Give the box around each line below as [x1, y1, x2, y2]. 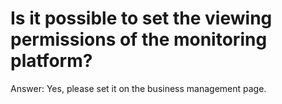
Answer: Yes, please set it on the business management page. [10, 82, 267, 94]
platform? [10, 50, 93, 72]
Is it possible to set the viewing [10, 7, 273, 30]
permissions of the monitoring [10, 28, 268, 51]
